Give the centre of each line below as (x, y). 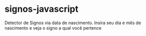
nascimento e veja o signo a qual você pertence (53, 28)
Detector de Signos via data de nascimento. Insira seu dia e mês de (73, 23)
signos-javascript (42, 9)
